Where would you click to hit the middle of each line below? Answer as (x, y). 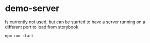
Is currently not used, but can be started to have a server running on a (75, 22)
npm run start (19, 36)
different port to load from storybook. (42, 27)
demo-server (32, 8)
